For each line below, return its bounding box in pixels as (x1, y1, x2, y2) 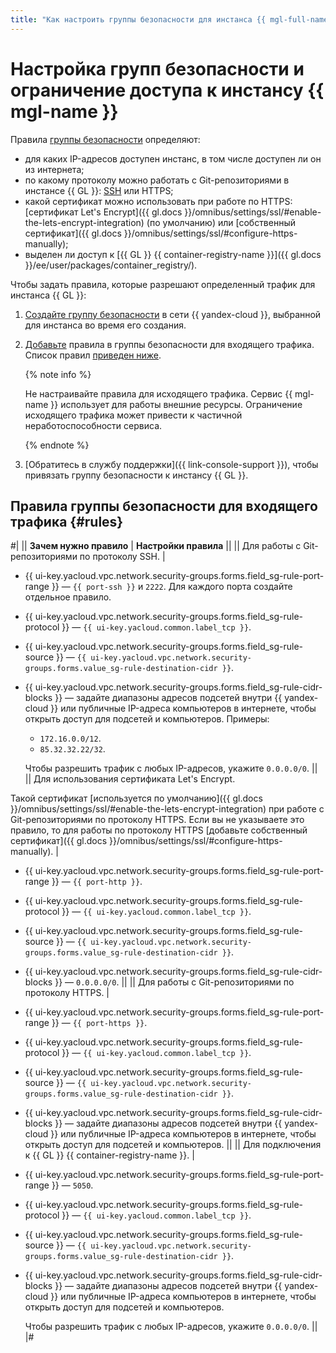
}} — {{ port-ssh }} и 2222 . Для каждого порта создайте (51, 581, 293, 593)
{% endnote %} (24, 439, 90, 451)
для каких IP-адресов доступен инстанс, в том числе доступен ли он (24, 152, 322, 165)
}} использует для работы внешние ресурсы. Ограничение (50, 398, 303, 410)
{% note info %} (24, 368, 92, 380)
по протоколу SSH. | (79, 551, 166, 563)
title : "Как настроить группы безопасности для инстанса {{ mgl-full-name (10, 14, 329, 25)
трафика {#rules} (10, 513, 124, 530)
